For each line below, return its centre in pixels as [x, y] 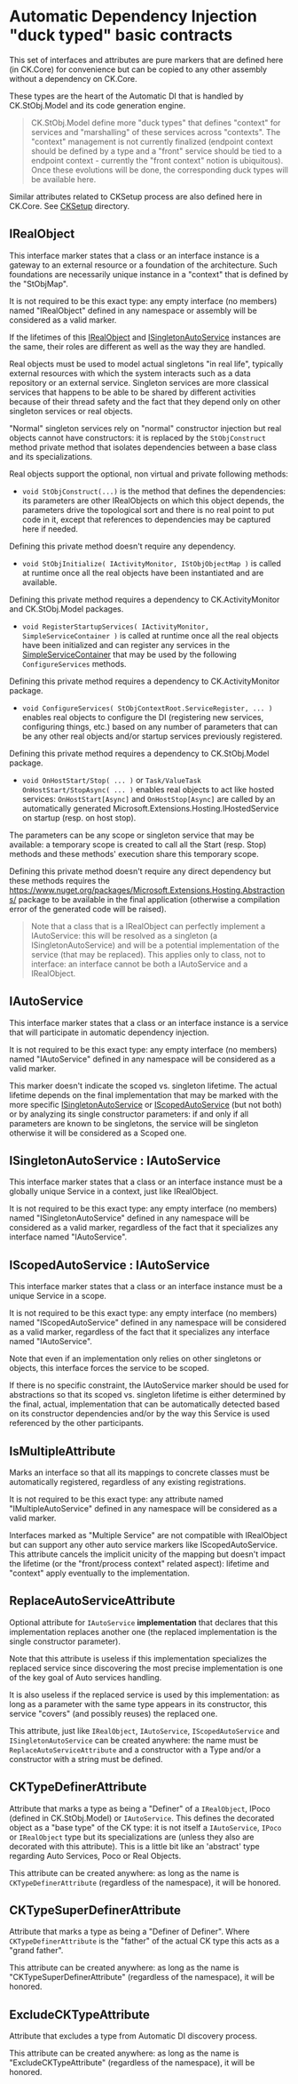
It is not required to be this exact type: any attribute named [116, 1499]
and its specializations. [51, 456]
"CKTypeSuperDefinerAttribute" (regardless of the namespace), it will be [142, 1977]
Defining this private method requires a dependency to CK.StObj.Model [139, 753]
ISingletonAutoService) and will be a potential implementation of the [155, 945]
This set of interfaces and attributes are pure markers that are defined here [146, 60]
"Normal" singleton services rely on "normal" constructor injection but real [145, 428]
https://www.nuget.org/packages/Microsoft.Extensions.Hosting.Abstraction [147, 890]
